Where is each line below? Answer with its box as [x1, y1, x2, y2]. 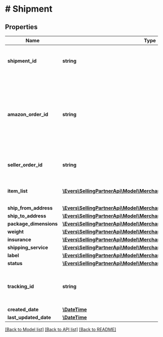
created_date [7, 306, 39, 313]
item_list [7, 188, 28, 194]
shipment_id [7, 57, 37, 64]
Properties [5, 23, 38, 31]
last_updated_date [7, 314, 51, 320]
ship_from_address [7, 205, 53, 211]
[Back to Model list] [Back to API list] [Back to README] [5, 327, 116, 332]
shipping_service [7, 244, 49, 251]
